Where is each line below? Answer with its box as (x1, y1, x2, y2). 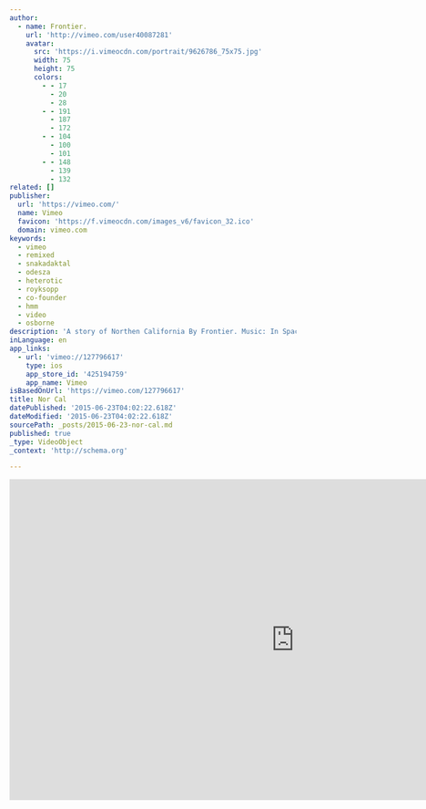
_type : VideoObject (9, 437, 84, 447)
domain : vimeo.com (17, 225, 88, 234)
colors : (33, 73, 64, 82)
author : (9, 13, 39, 23)
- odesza (17, 268, 51, 277)
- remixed (17, 251, 55, 260)
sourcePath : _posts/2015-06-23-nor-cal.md (9, 420, 173, 430)
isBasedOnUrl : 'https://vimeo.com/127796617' (9, 387, 185, 396)
